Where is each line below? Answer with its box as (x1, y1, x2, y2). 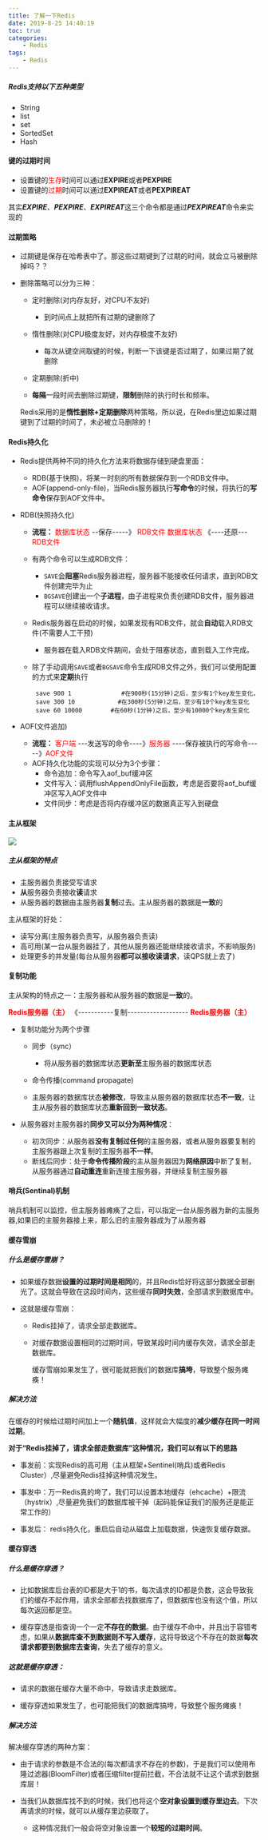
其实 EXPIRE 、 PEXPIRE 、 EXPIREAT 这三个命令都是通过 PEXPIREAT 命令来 (8, 202, 247, 212)
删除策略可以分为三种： (19, 278, 97, 288)
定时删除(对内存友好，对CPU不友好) (31, 295, 150, 305)
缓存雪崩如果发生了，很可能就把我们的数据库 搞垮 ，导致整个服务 (31, 1364, 242, 1374)
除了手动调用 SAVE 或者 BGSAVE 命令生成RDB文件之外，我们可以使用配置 (31, 662, 257, 672)
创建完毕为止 (50, 581, 93, 591)
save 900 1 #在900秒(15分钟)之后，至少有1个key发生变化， (35, 689, 259, 698)
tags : (8, 49, 26, 57)
